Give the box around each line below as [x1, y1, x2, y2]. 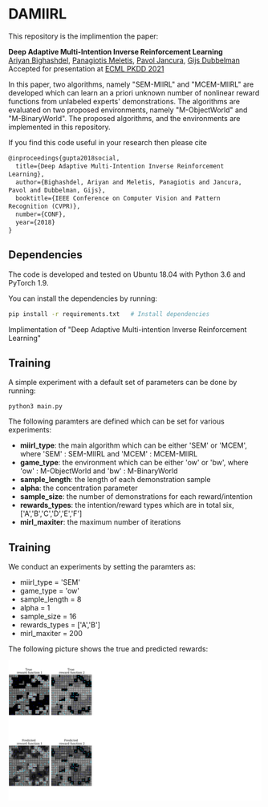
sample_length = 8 [19, 594, 82, 604]
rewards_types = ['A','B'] [19, 620, 100, 630]
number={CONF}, [15, 210, 67, 218]
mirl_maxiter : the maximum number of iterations [19, 517, 181, 527]
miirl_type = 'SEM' [19, 578, 81, 587]
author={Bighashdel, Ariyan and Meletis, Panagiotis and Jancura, [15, 178, 242, 186]
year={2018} [15, 218, 56, 226]
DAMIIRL [8, 5, 67, 23]
